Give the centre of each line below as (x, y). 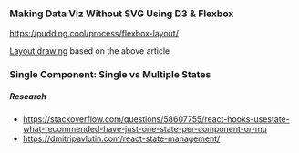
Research (28, 96)
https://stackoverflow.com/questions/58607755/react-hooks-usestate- (156, 119)
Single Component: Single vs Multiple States (110, 75)
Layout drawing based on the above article (90, 51)
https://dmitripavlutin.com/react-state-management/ (121, 138)
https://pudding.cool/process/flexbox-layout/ (94, 34)
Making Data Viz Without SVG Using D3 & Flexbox (122, 14)
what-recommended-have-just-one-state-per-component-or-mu (144, 129)
